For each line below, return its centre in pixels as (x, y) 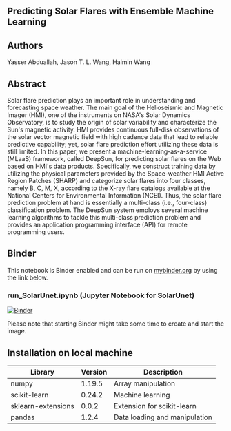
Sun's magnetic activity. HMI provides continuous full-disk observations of (113, 129)
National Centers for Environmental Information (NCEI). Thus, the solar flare (114, 196)
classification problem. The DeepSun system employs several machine (108, 210)
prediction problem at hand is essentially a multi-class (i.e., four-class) (107, 203)
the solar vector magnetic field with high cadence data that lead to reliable (113, 137)
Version (94, 372)
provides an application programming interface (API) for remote (97, 225)
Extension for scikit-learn (155, 406)
